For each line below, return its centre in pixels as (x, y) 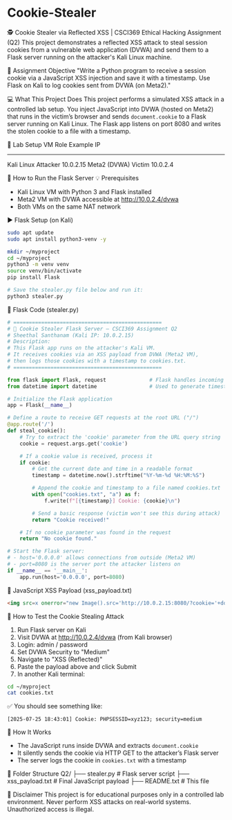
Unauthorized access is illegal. (51, 810)
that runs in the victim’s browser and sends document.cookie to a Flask (107, 116)
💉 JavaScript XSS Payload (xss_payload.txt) (70, 590)
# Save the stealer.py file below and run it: (75, 290)
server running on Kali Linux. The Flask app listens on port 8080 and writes (114, 123)
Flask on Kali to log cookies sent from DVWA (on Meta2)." (89, 85)
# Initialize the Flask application (60, 399)
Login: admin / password (52, 644)
